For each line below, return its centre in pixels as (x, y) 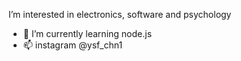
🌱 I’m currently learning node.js (87, 33)
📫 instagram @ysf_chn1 (72, 45)
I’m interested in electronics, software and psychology (120, 14)
